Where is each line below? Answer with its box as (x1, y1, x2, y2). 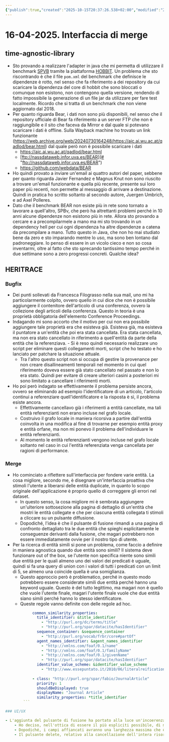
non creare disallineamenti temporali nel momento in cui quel (20, 362, 147, 368)
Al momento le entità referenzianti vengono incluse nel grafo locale (20, 437, 159, 443)
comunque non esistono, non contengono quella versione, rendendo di (12, 89, 160, 96)
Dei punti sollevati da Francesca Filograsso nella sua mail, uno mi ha (12, 292, 154, 298)
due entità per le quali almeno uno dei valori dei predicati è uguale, (12, 558, 151, 564)
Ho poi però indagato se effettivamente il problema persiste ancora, (12, 383, 153, 389)
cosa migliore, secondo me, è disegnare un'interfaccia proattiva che (12, 477, 154, 483)
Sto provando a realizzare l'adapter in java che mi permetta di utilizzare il (12, 63, 163, 69)
